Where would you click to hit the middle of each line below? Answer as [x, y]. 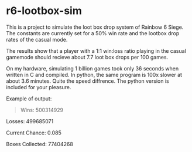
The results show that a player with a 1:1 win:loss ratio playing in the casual [96, 50]
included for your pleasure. [39, 87]
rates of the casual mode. [37, 39]
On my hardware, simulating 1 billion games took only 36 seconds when [92, 68]
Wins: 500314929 [42, 110]
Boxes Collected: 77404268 [40, 144]
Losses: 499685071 [30, 121]
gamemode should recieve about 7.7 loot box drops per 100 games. [87, 57]
